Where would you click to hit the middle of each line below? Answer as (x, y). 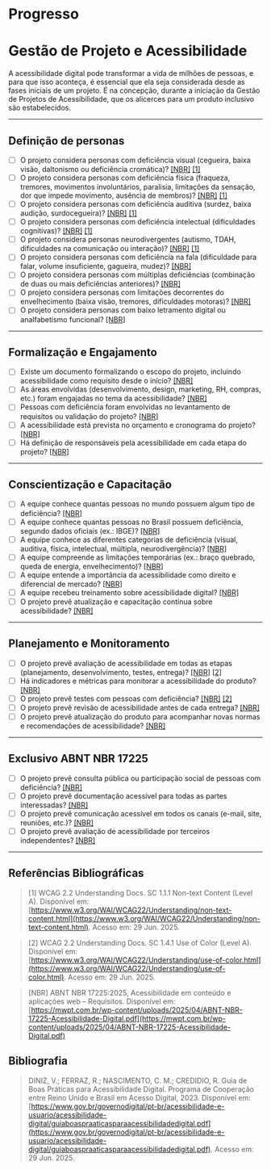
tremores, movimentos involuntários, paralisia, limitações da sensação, (138, 187)
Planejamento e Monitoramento (89, 644)
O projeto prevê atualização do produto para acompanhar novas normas (140, 716)
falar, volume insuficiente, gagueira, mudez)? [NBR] (106, 266)
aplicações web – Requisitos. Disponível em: (102, 1001)
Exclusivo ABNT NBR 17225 (79, 759)
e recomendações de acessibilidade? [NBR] (93, 726)
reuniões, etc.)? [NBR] (57, 823)
